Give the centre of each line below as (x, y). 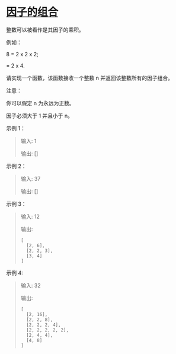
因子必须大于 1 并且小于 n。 (39, 116)
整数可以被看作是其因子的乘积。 (45, 30)
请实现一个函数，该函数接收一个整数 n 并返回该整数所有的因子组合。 (90, 78)
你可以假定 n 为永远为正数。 (41, 103)
